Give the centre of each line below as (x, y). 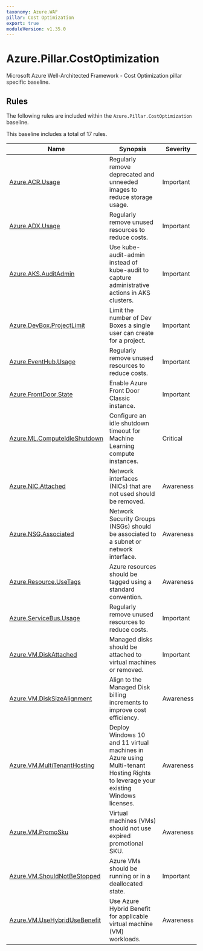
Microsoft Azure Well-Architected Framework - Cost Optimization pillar (94, 76)
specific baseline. (28, 82)
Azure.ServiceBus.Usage (45, 618)
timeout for (125, 431)
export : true (23, 23)
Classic (120, 398)
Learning (122, 446)
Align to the (125, 679)
